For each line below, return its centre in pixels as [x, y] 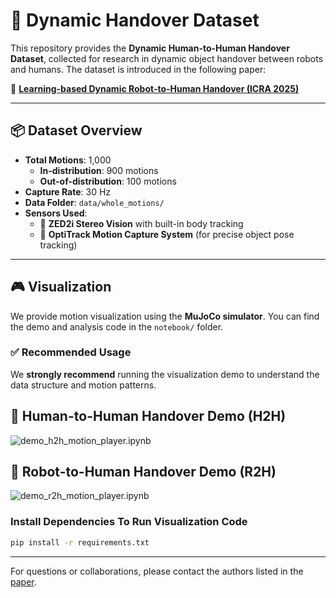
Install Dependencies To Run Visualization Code [129, 522]
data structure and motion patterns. [83, 385]
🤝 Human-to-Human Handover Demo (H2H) [148, 416]
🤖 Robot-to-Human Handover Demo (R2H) [143, 472]
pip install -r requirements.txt [80, 542]
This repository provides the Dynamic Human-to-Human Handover [150, 48]
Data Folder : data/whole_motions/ [94, 202]
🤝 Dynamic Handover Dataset [135, 20]
